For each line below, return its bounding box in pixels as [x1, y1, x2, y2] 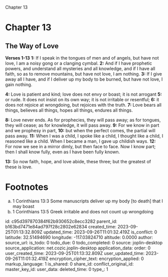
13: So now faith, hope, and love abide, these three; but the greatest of [5, 159, 151, 164]
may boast [12, 203, 35, 209]
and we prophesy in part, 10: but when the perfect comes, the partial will [5, 128, 155, 133]
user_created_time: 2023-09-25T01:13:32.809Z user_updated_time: [5, 250, 145, 256]
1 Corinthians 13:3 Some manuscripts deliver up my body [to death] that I [12, 198, 163, 204]
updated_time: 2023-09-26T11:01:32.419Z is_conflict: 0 [43, 229, 157, 235]
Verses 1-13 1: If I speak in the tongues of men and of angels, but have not [5, 55, 159, 61]
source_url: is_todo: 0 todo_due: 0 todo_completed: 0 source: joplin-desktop [5, 239, 163, 245]
